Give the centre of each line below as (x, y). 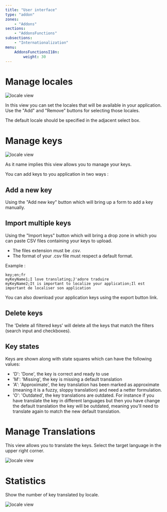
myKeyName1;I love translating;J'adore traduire (57, 279)
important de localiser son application (48, 288)
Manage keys (34, 141)
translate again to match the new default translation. (66, 411)
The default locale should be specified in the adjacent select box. (73, 120)
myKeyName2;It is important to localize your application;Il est (75, 283)
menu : (11, 47)
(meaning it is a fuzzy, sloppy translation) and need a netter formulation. (87, 390)
